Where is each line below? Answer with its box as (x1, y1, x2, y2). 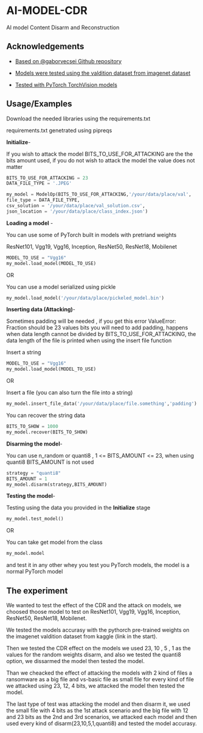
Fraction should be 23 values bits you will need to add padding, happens (6, 324, 188, 331)
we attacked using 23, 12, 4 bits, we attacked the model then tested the (6, 682, 185, 689)
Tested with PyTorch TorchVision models (15, 81, 117, 88)
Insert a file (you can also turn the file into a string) (6, 389, 133, 396)
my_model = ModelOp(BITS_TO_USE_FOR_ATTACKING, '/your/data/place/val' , (6, 191, 191, 198)
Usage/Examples (6, 98, 72, 109)
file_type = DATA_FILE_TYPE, (6, 197, 80, 204)
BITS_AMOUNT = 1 (6, 475, 47, 482)
